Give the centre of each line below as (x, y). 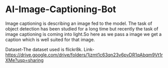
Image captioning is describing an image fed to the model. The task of (79, 23)
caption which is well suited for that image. (50, 40)
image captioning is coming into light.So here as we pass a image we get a (83, 34)
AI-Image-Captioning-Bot (61, 9)
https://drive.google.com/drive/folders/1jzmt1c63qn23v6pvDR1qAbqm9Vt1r (84, 55)
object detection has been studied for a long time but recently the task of (82, 28)
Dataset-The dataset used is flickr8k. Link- (50, 49)
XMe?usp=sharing (25, 60)
